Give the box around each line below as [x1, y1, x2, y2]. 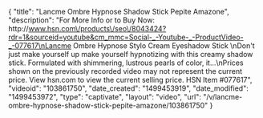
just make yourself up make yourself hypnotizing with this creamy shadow [8, 50, 253, 59]
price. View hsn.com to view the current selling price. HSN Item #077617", [8, 75, 253, 84]
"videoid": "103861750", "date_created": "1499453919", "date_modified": [8, 83, 249, 93]
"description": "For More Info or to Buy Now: [8, 15, 155, 25]
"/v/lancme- [203, 92, 243, 101]
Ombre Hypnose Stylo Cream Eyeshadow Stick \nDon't [73, 41, 255, 51]
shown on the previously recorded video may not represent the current [8, 67, 243, 75]
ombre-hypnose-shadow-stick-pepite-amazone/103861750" [8, 100, 208, 110]
